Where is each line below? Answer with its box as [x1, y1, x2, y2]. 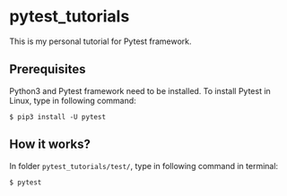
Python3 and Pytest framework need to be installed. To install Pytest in [9, 85, 271, 96]
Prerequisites [9, 62, 86, 77]
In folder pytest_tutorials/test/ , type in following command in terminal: [9, 160, 279, 171]
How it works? [9, 137, 91, 152]
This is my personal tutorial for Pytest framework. [9, 36, 192, 47]
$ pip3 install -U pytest [9, 112, 106, 122]
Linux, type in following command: [9, 95, 136, 106]
